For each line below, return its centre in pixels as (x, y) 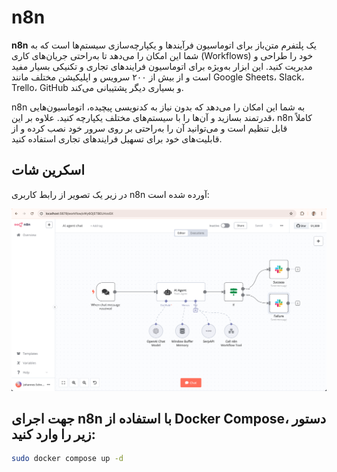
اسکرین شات (48, 170)
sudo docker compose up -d (67, 459)
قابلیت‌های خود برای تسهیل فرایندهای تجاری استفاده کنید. (117, 138)
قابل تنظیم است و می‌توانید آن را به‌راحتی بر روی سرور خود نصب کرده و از (149, 128)
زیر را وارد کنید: (53, 434)
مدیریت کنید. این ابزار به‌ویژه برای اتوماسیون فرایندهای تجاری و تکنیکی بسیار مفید (162, 66)
